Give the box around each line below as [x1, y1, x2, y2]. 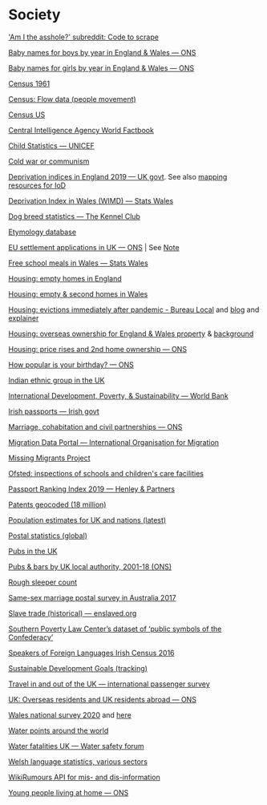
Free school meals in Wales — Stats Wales [8, 258, 148, 268]
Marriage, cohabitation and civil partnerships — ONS [8, 422, 183, 431]
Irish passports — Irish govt [8, 407, 100, 416]
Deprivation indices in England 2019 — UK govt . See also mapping [8, 172, 228, 181]
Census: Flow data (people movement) [8, 94, 136, 103]
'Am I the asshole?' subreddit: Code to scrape [8, 32, 159, 42]
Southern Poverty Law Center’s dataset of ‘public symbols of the [8, 624, 222, 633]
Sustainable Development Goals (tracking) [8, 663, 148, 673]
